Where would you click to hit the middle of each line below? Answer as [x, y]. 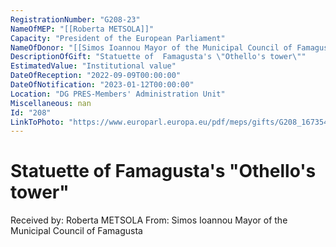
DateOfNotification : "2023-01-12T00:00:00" [102, 85]
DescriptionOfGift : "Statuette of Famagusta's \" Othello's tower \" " [158, 57]
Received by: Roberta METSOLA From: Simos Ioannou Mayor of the [149, 220]
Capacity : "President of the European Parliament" [118, 38]
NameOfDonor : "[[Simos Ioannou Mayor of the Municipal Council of [151, 47]
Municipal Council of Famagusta [76, 231]
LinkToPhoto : [37, 122]
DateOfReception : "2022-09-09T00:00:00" [96, 76]
